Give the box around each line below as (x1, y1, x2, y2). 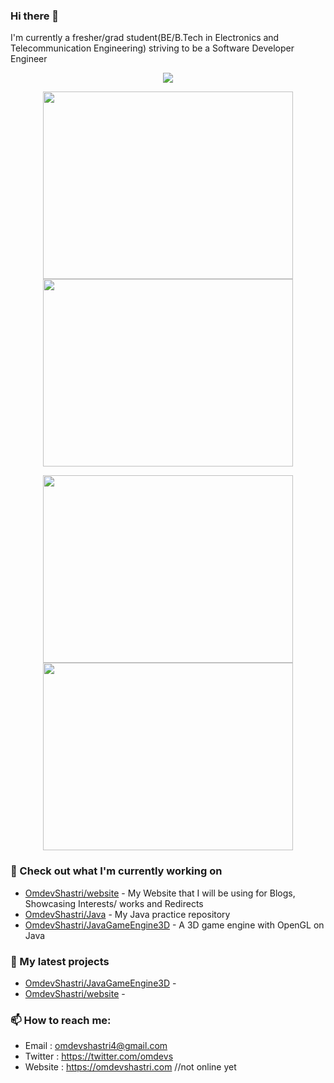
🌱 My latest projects (10, 954, 110, 968)
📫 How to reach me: (10, 1013, 112, 1027)
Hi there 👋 (10, 9, 60, 23)
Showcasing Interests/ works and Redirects (24, 897, 204, 909)
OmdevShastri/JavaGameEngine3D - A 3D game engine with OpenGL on (24, 919, 325, 931)
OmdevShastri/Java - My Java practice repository (24, 908, 231, 920)
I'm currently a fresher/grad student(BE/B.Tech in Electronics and (10, 32, 280, 44)
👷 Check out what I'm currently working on (10, 864, 223, 878)
